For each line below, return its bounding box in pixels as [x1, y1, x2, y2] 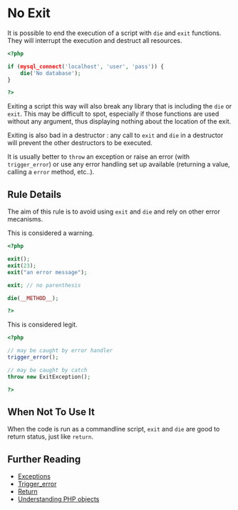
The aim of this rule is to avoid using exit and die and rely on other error [7, 207, 221, 216]
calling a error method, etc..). [7, 168, 95, 176]
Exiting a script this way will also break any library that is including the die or [7, 102, 232, 111]
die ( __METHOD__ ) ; [7, 294, 59, 301]
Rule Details [7, 188, 62, 201]
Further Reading [7, 453, 81, 465]
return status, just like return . [7, 432, 94, 441]
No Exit [7, 5, 51, 21]
